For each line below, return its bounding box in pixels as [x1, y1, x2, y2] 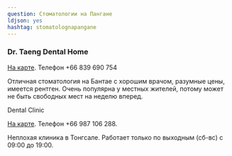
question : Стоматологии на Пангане [7, 10, 113, 18]
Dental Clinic [7, 106, 45, 114]
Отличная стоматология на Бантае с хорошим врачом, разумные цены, [7, 77, 225, 85]
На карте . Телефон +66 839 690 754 [7, 63, 117, 72]
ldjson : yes [7, 17, 43, 24]
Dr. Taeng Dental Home [7, 47, 89, 57]
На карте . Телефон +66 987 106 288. [7, 119, 118, 128]
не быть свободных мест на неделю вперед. [7, 91, 143, 100]
